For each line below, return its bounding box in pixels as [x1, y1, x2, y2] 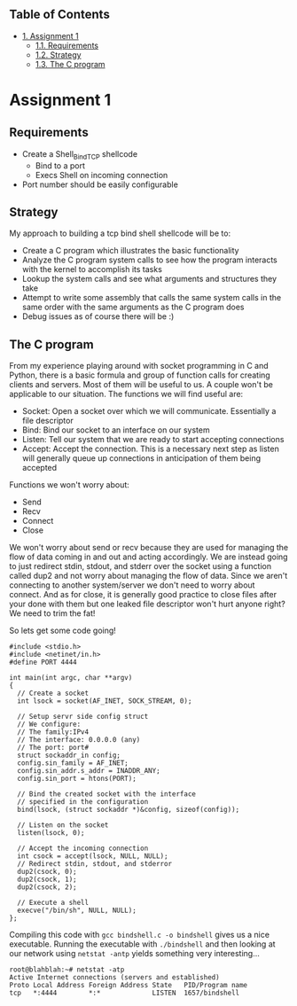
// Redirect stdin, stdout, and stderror [17, 860, 173, 869]
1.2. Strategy [35, 49, 82, 60]
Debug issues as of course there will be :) [21, 311, 175, 322]
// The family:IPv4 [17, 728, 90, 737]
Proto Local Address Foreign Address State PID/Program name [9, 981, 248, 990]
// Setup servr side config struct [17, 713, 149, 721]
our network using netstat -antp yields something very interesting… [9, 948, 260, 959]
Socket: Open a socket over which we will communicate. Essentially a [21, 406, 277, 417]
